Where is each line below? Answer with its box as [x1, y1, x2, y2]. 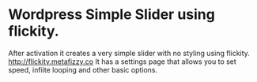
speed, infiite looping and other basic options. [8, 65, 158, 74]
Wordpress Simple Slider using [8, 6, 215, 24]
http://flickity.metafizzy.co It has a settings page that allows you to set [8, 57, 237, 66]
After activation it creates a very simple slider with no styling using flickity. [8, 48, 251, 58]
